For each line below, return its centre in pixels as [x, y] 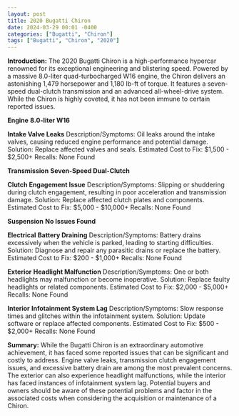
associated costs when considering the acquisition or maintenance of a [112, 398]
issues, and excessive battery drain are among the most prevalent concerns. [120, 368]
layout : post [27, 14]
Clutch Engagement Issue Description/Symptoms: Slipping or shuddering [116, 185]
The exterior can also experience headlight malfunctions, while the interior [117, 375]
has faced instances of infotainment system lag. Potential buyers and [109, 383]
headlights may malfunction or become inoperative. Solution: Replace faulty [119, 279]
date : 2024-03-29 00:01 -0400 [52, 27]
